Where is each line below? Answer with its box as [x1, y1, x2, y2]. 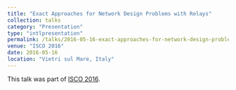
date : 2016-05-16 [7, 50, 58, 57]
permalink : [7, 36, 39, 43]
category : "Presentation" [7, 23, 83, 30]
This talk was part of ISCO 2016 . [7, 75, 100, 83]
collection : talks [7, 17, 61, 24]
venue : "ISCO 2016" [7, 43, 65, 50]
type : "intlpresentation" [7, 29, 83, 37]
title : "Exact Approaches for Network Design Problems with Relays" [7, 10, 212, 17]
